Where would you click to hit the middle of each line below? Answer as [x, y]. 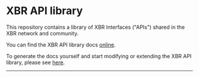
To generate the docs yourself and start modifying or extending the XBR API [99, 56]
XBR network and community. [42, 33]
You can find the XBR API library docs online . [61, 45]
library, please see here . [36, 62]
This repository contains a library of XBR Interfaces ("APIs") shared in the [96, 27]
